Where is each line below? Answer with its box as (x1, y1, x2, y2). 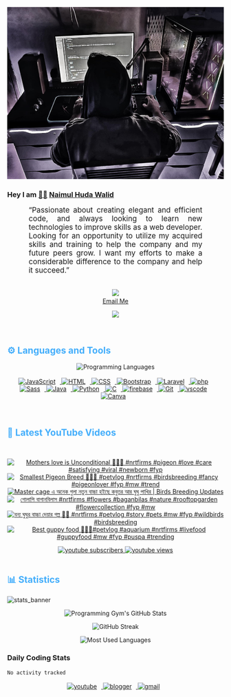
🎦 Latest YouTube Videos (7, 427, 117, 438)
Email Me (102, 297, 129, 305)
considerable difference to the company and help (28, 257, 203, 267)
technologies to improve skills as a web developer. (28, 223, 203, 233)
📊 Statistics (7, 574, 60, 586)
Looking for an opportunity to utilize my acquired (28, 231, 203, 241)
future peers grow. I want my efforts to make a (28, 248, 203, 258)
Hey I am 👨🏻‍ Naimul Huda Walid (7, 189, 115, 199)
